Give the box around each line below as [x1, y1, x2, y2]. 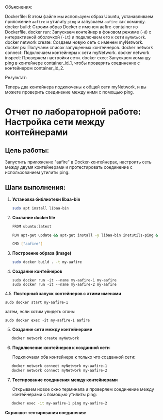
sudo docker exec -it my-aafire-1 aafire [5, 318, 90, 323]
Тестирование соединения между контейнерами [12, 377, 118, 383]
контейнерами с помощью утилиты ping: [12, 391, 97, 397]
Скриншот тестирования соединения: [5, 409, 86, 415]
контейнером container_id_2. [5, 65, 65, 71]
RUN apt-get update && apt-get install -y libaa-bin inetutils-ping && [12, 233, 160, 238]
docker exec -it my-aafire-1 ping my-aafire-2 [11, 401, 108, 405]
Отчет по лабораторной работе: [5, 106, 141, 117]
